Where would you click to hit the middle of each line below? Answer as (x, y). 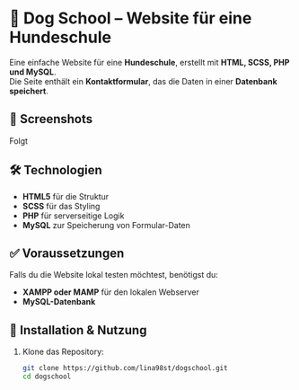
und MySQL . (33, 72)
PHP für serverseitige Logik (73, 216)
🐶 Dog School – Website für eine (131, 18)
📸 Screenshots (51, 119)
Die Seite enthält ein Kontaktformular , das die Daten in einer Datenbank (144, 81)
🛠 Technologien (56, 170)
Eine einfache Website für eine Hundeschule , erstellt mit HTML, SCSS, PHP (149, 62)
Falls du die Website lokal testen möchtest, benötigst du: (114, 275)
